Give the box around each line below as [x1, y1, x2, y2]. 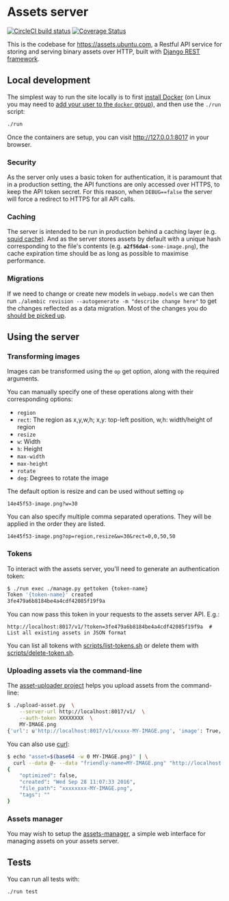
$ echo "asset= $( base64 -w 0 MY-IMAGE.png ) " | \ [7, 753, 148, 760]
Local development [7, 75, 91, 86]
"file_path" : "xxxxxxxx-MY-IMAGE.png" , [19, 785, 133, 792]
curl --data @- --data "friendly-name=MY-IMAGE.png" [13, 759, 167, 767]
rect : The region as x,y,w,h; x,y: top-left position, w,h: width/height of [16, 416, 213, 424]
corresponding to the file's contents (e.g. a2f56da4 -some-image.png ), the [7, 242, 209, 250]
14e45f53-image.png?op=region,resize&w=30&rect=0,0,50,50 [7, 533, 176, 540]
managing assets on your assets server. [7, 837, 120, 845]
